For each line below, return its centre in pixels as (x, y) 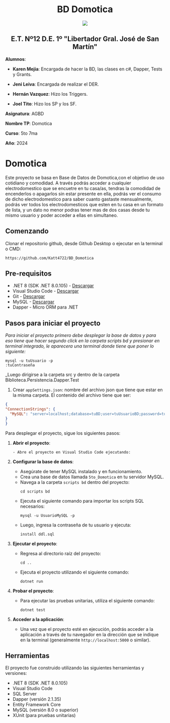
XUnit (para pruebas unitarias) (44, 715)
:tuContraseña (20, 365)
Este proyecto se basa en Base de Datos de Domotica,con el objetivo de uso (85, 177)
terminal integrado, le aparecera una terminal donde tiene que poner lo (80, 346)
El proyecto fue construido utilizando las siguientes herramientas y (75, 668)
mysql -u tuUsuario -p (29, 361)
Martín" (85, 47)
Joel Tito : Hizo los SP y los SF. (45, 104)
